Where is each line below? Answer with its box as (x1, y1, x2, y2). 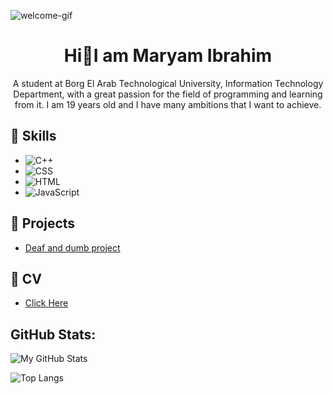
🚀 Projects (10, 215, 76, 232)
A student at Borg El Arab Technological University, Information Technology (12, 77, 324, 89)
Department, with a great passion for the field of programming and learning (13, 88, 323, 100)
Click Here (24, 297, 69, 309)
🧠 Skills (10, 128, 57, 145)
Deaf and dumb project (24, 241, 121, 254)
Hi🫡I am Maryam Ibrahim (63, 45, 273, 67)
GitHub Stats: (10, 326, 97, 343)
